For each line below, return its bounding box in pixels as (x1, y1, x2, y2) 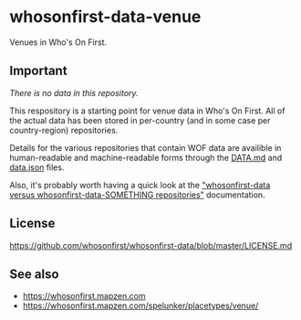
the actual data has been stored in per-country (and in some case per (9, 114, 271, 125)
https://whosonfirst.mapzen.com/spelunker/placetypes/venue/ (22, 300, 259, 312)
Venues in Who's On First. (9, 37, 108, 48)
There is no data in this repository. (9, 87, 139, 98)
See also (9, 266, 59, 282)
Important (9, 63, 67, 79)
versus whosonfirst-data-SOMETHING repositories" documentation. (9, 189, 266, 200)
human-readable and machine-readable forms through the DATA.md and (9, 152, 283, 163)
